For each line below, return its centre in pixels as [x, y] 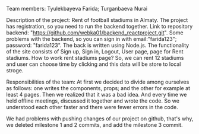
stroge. [15, 70]
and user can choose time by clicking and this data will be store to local [94, 64]
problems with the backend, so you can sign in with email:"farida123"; [91, 39]
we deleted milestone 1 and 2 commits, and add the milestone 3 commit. [94, 125]
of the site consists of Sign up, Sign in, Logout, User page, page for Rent [95, 52]
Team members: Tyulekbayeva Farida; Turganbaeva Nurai [77, 9]
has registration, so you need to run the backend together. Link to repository [99, 26]
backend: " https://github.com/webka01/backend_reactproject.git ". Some [95, 33]
